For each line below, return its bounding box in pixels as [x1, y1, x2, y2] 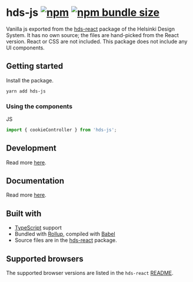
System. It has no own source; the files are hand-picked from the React [6, 31, 179, 38]
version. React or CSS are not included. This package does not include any [6, 38, 188, 45]
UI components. [6, 44, 45, 51]
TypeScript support [14, 224, 62, 231]
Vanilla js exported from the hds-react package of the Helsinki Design [6, 25, 175, 32]
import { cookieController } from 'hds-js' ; [6, 127, 117, 132]
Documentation [6, 176, 65, 185]
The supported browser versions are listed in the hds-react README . [6, 270, 174, 277]
